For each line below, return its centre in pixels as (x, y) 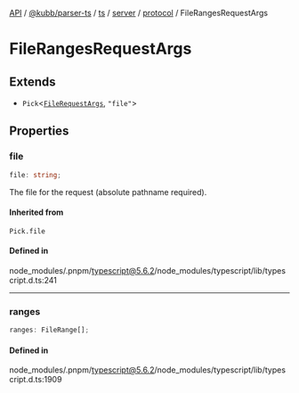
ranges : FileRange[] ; (49, 330)
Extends (32, 82)
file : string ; (36, 175)
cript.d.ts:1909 (36, 380)
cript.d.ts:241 (33, 280)
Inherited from (36, 212)
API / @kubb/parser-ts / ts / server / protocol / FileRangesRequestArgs (139, 13)
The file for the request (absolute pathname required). (108, 192)
